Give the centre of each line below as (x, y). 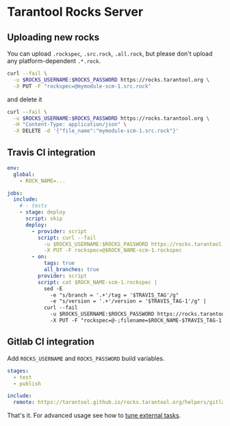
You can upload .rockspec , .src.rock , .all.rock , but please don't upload (110, 53)
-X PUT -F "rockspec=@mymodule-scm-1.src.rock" (82, 86)
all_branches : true (71, 270)
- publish (27, 384)
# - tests (34, 206)
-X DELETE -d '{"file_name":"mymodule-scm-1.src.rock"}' (96, 131)
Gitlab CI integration (51, 342)
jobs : (15, 193)
